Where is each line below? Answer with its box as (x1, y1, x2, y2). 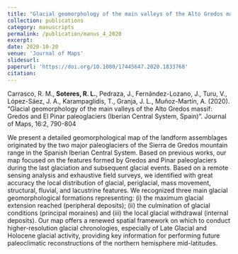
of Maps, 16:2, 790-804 (7, 119, 76, 128)
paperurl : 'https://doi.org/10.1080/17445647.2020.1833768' (7, 63, 189, 70)
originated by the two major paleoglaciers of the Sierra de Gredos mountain (7, 140, 228, 149)
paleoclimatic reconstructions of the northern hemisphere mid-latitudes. (7, 238, 218, 247)
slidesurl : (7, 57, 40, 64)
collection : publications (7, 17, 84, 24)
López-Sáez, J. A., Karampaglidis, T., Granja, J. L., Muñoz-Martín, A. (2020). (7, 96, 230, 105)
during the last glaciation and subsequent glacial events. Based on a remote (7, 163, 229, 172)
